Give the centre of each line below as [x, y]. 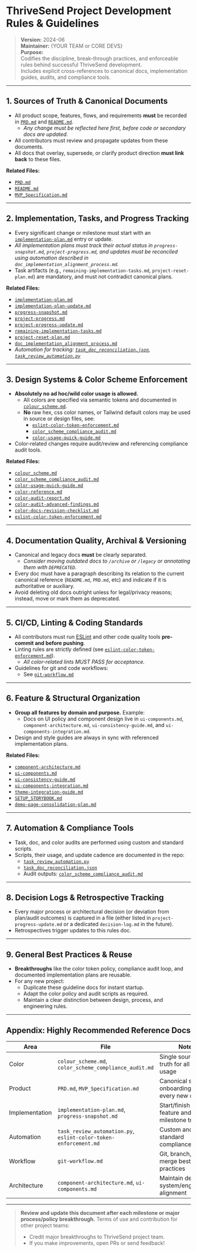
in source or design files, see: [59, 419]
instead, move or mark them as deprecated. [67, 599]
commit [24, 643]
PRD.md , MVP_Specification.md [98, 1088]
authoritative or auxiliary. [45, 586]
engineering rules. [45, 1006]
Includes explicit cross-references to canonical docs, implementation [104, 71]
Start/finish [175, 1105]
